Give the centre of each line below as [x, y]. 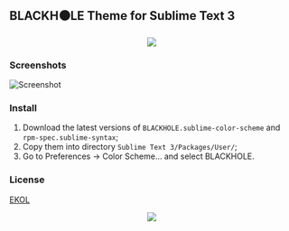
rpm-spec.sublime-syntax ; [70, 137]
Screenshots [38, 65]
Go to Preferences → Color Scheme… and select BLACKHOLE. [138, 156]
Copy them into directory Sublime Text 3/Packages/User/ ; [130, 147]
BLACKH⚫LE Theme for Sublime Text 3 [122, 16]
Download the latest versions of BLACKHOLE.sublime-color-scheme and [151, 128]
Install [23, 108]
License [27, 180]
